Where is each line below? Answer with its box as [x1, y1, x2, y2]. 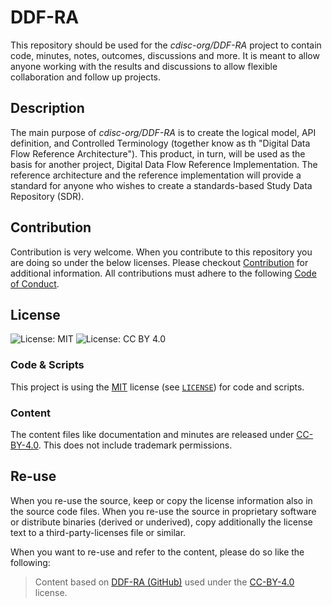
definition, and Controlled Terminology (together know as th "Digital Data [10, 137, 311, 149]
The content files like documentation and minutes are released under [10, 428, 295, 440]
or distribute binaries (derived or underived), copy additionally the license [10, 516, 313, 528]
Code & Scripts [10, 358, 85, 372]
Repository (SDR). [10, 190, 85, 202]
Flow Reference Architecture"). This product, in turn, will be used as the [10, 147, 306, 160]
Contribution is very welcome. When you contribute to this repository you [10, 246, 313, 258]
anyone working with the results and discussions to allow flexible [10, 60, 278, 72]
